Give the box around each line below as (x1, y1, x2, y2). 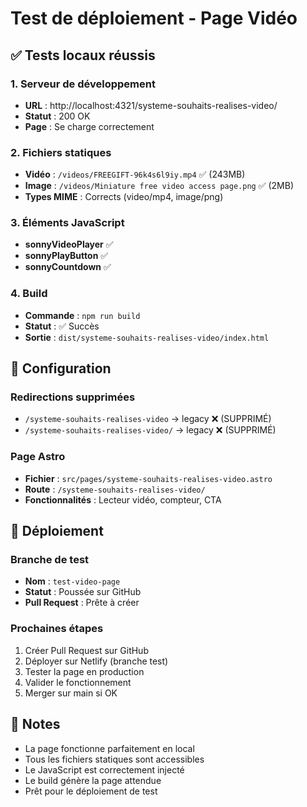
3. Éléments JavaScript (10, 216, 125, 230)
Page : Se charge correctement (24, 120, 155, 132)
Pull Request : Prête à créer (24, 597, 140, 609)
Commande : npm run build (24, 309, 141, 321)
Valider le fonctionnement (24, 676, 132, 688)
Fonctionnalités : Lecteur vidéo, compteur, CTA (24, 493, 222, 506)
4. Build (10, 287, 48, 301)
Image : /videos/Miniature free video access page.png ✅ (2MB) (24, 180, 295, 192)
